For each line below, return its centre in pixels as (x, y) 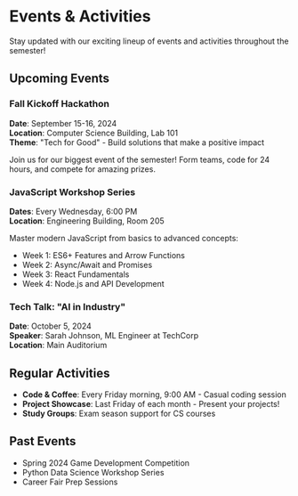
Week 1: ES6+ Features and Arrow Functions (103, 255)
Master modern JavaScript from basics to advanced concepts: (124, 238)
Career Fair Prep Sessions (70, 482)
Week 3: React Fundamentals (76, 274)
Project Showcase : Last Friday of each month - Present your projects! (151, 404)
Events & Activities (80, 16)
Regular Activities (60, 373)
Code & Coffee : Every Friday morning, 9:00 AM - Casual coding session (154, 394)
